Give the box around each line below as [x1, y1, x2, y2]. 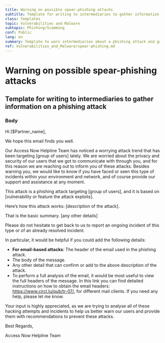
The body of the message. [12, 257, 66, 263]
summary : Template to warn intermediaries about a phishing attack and [5, 39, 155, 44]
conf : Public [5, 30, 32, 35]
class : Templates [5, 16, 41, 21]
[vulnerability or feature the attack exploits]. [5, 194, 94, 200]
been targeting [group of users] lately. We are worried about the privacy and [5, 153, 160, 159]
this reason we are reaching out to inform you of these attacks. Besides [5, 163, 150, 169]
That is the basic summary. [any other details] [5, 212, 98, 219]
